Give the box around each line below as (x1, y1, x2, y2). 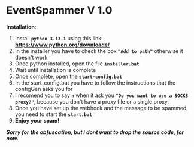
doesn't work (14, 54, 48, 61)
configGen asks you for (14, 85, 73, 92)
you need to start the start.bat (14, 111, 93, 118)
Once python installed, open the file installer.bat (14, 60, 140, 67)
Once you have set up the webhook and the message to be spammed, (14, 104, 189, 111)
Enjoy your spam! (14, 117, 60, 124)
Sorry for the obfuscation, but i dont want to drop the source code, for (6, 129, 184, 136)
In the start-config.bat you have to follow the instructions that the (14, 79, 176, 86)
